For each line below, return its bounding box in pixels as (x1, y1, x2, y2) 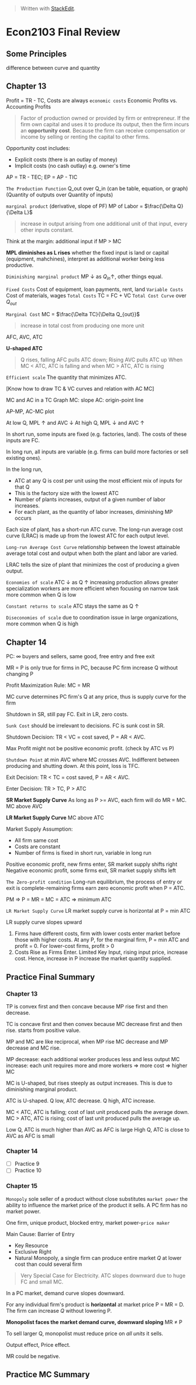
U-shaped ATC (6, 345, 43, 352)
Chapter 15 (6, 1182, 38, 1190)
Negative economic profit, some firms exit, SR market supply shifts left (6, 867, 177, 874)
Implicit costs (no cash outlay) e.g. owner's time (14, 162, 130, 169)
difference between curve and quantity (6, 65, 101, 71)
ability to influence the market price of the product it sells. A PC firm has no (6, 1201, 188, 1208)
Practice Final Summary (6, 972, 95, 982)
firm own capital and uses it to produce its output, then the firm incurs (20, 120, 189, 128)
